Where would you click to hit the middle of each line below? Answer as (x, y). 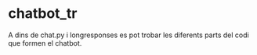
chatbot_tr (43, 14)
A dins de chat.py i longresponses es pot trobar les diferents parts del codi (128, 35)
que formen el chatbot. (45, 43)
